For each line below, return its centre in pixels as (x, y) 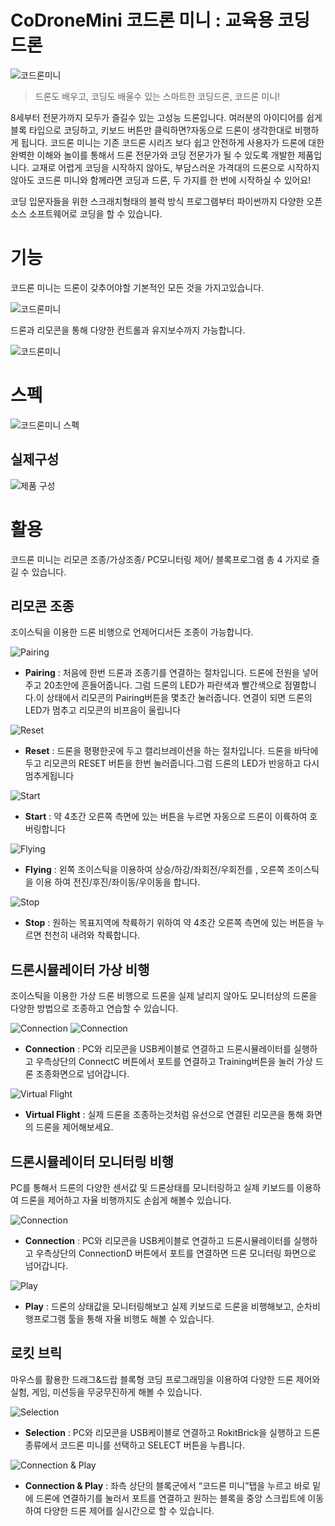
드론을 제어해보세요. (74, 1127)
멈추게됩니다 (49, 776)
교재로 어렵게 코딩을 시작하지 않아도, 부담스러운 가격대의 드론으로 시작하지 (175, 167)
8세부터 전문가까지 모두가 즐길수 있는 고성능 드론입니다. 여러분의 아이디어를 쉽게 (166, 117)
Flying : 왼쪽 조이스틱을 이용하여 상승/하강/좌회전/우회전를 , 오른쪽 (154, 870)
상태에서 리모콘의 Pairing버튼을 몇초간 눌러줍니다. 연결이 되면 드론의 (179, 698)
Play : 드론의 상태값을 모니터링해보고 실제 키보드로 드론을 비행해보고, (159, 1306)
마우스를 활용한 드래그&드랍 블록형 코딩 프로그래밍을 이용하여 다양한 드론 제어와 (165, 1379)
